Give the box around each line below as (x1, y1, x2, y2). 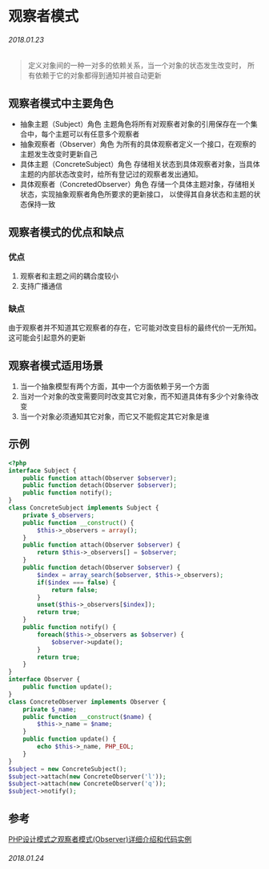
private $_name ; (22, 705, 78, 713)
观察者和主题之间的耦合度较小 (19, 270, 118, 281)
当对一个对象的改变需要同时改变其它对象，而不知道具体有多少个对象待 (19, 392, 252, 401)
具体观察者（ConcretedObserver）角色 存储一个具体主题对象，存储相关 (19, 180, 256, 189)
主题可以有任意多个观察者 (54, 129, 140, 139)
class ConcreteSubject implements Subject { (8, 504, 159, 512)
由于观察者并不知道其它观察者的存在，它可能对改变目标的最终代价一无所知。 (8, 323, 261, 333)
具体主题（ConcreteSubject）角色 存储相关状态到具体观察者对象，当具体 (19, 160, 260, 169)
